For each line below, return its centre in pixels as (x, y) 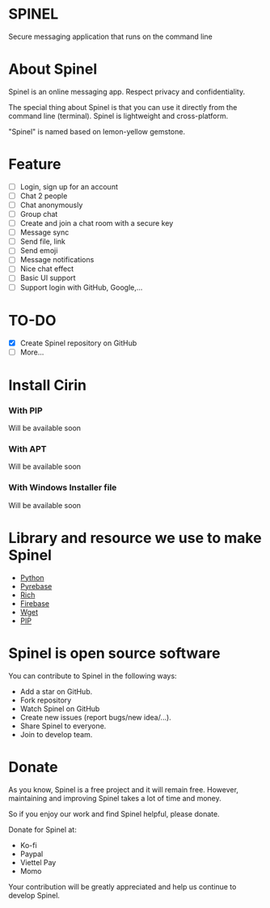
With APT (27, 449)
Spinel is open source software (114, 653)
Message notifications (57, 260)
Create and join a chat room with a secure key (97, 223)
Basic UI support (48, 278)
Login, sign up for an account (69, 186)
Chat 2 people (44, 196)
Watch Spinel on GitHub (60, 708)
